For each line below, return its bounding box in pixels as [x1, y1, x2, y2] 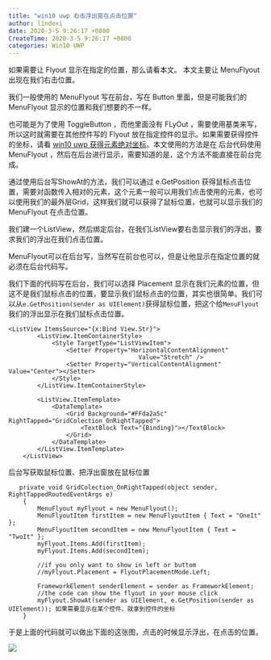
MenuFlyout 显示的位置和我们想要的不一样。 [8, 102, 156, 112]
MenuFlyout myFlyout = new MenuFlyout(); [37, 505, 179, 513]
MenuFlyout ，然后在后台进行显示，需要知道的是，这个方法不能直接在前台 [8, 150, 255, 160]
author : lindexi [8, 19, 63, 27]
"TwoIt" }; [8, 533, 45, 541]
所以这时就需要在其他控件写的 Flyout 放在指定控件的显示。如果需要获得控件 [8, 130, 260, 140]
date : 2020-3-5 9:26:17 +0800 [8, 27, 110, 35]
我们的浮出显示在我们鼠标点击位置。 [8, 309, 129, 319]
